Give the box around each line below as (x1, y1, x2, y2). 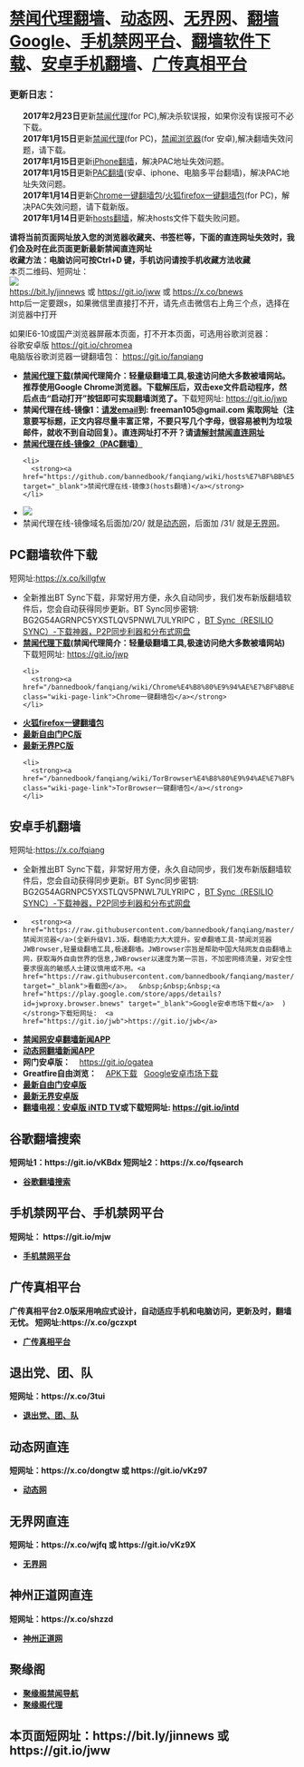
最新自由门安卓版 (22, 1079, 87, 1090)
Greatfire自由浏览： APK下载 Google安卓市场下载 (22, 1068, 219, 1079)
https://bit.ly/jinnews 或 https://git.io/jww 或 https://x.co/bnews (9, 287, 244, 298)
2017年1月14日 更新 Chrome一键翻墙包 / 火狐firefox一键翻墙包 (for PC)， (22, 190, 282, 201)
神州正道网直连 (9, 1587, 93, 1603)
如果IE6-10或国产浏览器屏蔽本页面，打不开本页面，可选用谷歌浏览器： (9, 329, 271, 339)
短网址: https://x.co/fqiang (9, 845, 106, 856)
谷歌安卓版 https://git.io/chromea (9, 339, 133, 350)
